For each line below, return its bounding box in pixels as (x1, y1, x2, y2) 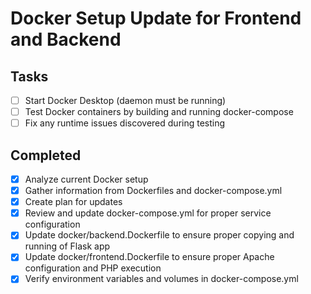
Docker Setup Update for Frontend (10, 7, 302, 30)
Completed (10, 147, 82, 164)
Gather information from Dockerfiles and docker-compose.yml (24, 185, 283, 197)
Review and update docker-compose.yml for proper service (24, 207, 272, 219)
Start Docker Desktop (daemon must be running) (24, 95, 227, 106)
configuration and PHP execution (24, 262, 162, 274)
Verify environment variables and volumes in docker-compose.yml (24, 273, 299, 285)
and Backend (10, 28, 122, 51)
